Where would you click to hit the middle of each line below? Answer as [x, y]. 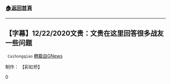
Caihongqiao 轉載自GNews [35, 56]
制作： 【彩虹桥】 [24, 67]
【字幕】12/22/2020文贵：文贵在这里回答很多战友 [84, 33]
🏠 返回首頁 [19, 8]
